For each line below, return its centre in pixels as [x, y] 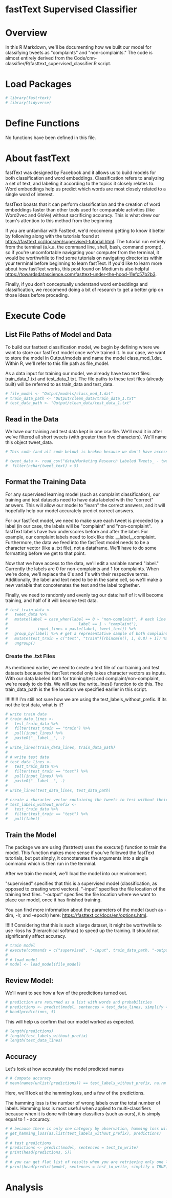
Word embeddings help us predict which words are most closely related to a [86, 189]
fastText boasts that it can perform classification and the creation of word [83, 204]
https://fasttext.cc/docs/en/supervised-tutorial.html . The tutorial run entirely [85, 241]
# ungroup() [20, 643]
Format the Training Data [46, 482]
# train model [20, 945]
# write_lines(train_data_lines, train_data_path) [60, 747]
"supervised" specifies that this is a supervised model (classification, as [81, 883]
